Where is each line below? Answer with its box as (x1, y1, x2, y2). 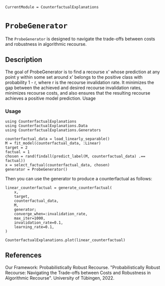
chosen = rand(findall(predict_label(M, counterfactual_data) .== (5, 154, 146, 159)
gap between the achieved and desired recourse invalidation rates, (5, 85, 142, 91)
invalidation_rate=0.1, (14, 220, 64, 225)
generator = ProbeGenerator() (5, 167, 68, 172)
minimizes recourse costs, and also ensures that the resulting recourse (5, 90, 151, 96)
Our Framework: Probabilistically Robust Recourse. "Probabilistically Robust (5, 264, 161, 270)
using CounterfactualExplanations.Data (5, 124, 88, 129)
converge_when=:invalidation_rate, (14, 212, 88, 217)
